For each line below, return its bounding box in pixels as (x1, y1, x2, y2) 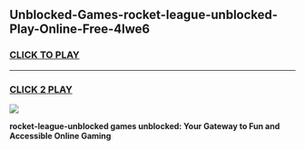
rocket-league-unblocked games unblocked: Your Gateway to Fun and (9, 120, 280, 131)
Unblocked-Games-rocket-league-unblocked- (9, 7, 279, 23)
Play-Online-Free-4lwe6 (9, 22, 151, 37)
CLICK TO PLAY (9, 49, 80, 62)
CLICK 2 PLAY (9, 83, 73, 95)
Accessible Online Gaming (9, 130, 112, 141)
